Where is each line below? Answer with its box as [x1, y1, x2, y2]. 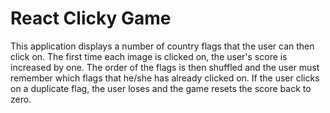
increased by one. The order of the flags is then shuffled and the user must [10, 61, 320, 73]
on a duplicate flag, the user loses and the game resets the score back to [10, 82, 312, 94]
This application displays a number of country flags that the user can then [10, 40, 315, 52]
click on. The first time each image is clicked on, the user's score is [10, 50, 288, 62]
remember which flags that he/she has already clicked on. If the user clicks [10, 72, 320, 84]
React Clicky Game [10, 7, 172, 30]
